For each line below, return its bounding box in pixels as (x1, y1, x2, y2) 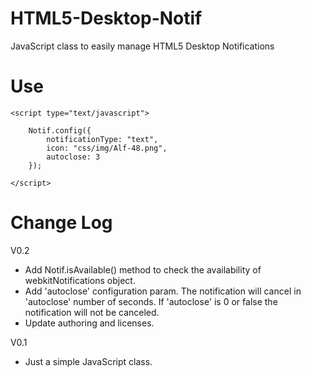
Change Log (10, 212, 113, 234)
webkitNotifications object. (24, 274, 136, 286)
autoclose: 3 (46, 152, 101, 162)
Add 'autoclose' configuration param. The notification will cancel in (24, 285, 302, 297)
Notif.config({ (28, 125, 92, 136)
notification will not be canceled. (24, 306, 160, 318)
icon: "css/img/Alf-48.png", (46, 143, 168, 153)
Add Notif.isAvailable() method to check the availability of (24, 263, 262, 276)
